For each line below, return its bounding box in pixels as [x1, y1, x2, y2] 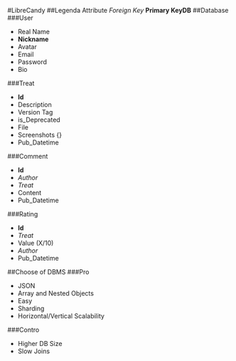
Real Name [17, 28, 50, 36]
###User [7, 14, 33, 22]
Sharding [17, 304, 45, 313]
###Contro [7, 325, 40, 334]
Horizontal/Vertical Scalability [17, 312, 105, 320]
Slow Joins [17, 347, 50, 355]
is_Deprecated [17, 115, 60, 124]
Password [17, 58, 48, 66]
